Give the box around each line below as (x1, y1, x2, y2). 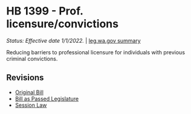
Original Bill (15, 89, 44, 96)
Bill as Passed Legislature (15, 95, 79, 102)
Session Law (15, 101, 47, 109)
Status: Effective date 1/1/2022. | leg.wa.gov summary (6, 37, 141, 44)
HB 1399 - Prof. (6, 4, 83, 18)
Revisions (6, 72, 44, 83)
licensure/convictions (6, 17, 119, 31)
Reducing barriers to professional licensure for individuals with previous (6, 48, 186, 55)
